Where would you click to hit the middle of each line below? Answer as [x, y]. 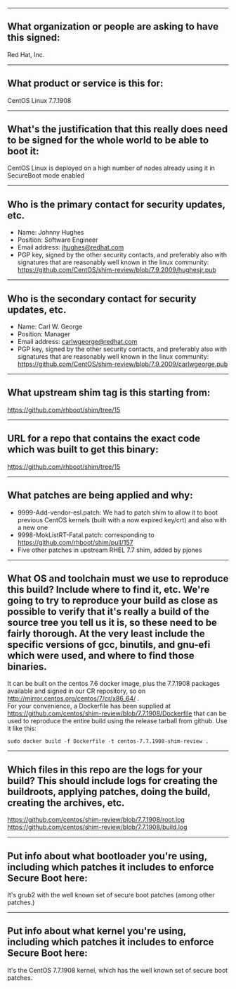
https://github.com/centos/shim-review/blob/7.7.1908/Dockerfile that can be [117, 713]
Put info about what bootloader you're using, [107, 856]
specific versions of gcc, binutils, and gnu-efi [109, 645]
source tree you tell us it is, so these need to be [112, 622]
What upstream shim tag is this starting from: [109, 393]
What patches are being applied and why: [100, 495]
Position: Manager [44, 334]
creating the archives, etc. [66, 803]
